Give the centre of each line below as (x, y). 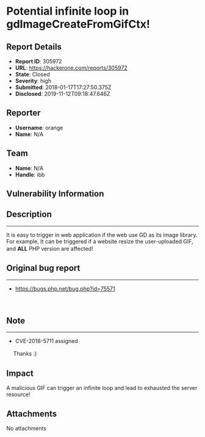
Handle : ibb (30, 175)
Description (29, 215)
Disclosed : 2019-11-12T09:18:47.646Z (63, 94)
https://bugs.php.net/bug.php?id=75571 (65, 289)
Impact (20, 373)
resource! (18, 394)
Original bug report (43, 268)
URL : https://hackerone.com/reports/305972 (71, 68)
